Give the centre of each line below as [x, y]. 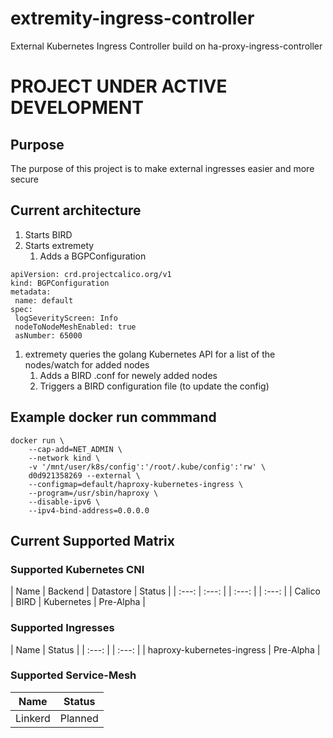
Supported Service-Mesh [73, 675]
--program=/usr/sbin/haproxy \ [93, 493]
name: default [44, 300]
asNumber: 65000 [48, 335]
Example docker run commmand [113, 417]
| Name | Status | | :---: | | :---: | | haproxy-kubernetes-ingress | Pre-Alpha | [165, 649]
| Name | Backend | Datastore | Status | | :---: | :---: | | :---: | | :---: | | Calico [165, 591]
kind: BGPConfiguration [60, 283]
